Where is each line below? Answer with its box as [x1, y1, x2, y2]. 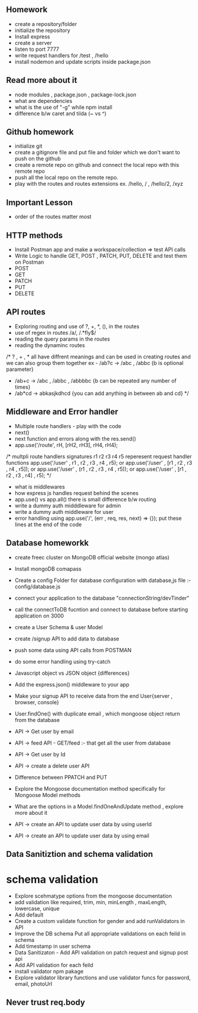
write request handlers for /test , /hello [14, 51, 109, 59]
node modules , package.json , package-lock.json [14, 91, 137, 98]
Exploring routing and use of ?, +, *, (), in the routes [14, 322, 140, 330]
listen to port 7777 [14, 46, 60, 53]
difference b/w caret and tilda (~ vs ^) [14, 109, 107, 117]
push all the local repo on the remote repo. [14, 174, 119, 181]
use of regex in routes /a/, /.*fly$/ [14, 329, 96, 336]
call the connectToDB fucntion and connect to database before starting [14, 606, 188, 613]
